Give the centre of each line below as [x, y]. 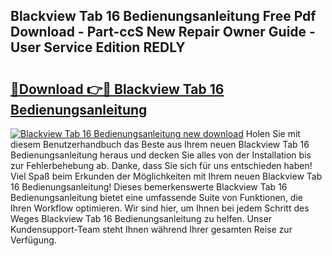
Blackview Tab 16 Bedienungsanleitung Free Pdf [163, 16]
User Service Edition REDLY [98, 47]
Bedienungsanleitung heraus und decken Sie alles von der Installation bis [161, 155]
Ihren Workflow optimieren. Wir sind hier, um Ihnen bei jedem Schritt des [160, 208]
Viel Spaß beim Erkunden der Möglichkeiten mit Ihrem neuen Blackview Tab [166, 176]
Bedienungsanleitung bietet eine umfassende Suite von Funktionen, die [156, 197]
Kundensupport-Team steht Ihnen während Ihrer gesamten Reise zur [151, 229]
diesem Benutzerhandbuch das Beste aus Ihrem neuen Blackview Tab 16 [160, 144]
